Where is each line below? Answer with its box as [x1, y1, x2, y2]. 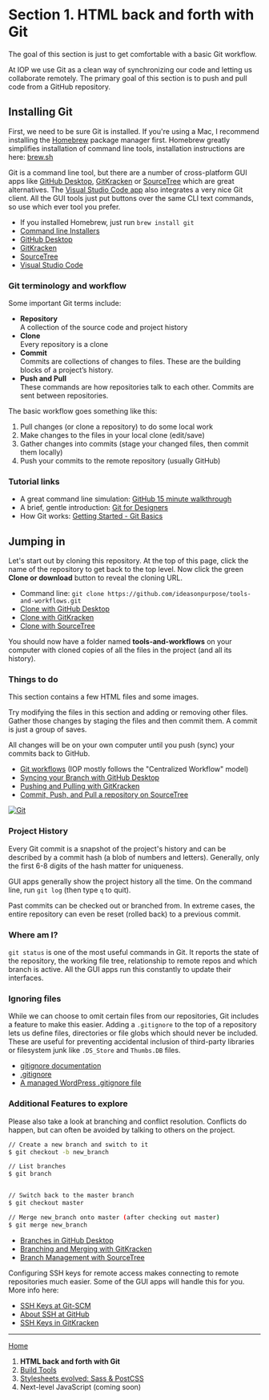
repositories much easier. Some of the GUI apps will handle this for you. [8, 1276, 245, 1286]
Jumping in [8, 534, 66, 548]
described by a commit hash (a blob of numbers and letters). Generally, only [8, 852, 260, 862]
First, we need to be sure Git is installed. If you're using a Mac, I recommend [8, 126, 260, 136]
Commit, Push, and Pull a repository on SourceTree [19, 790, 189, 800]
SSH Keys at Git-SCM [19, 1300, 91, 1310]
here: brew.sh [8, 152, 54, 161]
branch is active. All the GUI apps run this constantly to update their [8, 965, 231, 974]
